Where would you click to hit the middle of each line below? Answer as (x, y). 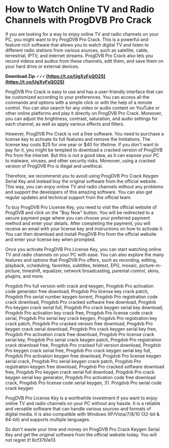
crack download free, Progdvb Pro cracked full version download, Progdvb (83, 345)
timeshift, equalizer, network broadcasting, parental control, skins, (91, 271)
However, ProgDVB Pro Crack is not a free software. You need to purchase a (84, 134)
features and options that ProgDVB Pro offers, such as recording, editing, (81, 260)
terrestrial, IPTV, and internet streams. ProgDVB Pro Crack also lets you (79, 55)
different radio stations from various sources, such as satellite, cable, (77, 50)
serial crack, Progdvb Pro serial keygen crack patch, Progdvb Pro (73, 361)
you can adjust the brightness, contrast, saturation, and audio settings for (81, 118)
